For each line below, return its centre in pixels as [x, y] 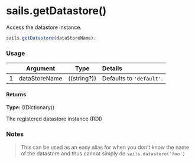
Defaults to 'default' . [133, 79]
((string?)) [82, 79]
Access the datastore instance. [44, 27]
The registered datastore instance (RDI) [54, 119]
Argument [41, 69]
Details [112, 69]
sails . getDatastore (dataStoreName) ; [51, 38]
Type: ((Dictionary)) [30, 107]
